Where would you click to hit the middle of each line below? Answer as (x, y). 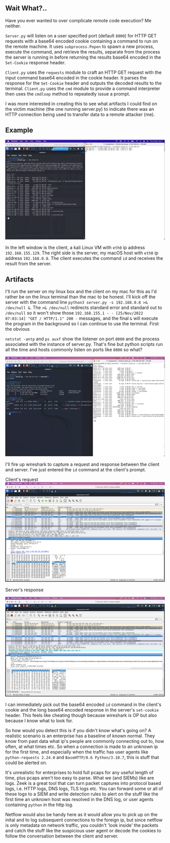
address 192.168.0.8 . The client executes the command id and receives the (84, 258)
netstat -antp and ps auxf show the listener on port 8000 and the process (82, 339)
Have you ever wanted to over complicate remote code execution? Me (78, 20)
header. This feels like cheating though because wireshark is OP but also (81, 716)
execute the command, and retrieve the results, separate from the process (83, 52)
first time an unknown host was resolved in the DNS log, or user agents (79, 800)
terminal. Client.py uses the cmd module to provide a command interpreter (83, 88)
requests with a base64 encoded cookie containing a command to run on (82, 41)
